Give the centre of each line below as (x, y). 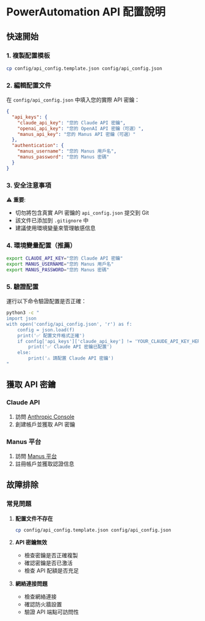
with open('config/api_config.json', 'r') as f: (69, 324)
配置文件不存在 (34, 518)
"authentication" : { (38, 146)
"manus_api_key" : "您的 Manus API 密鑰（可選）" (77, 134)
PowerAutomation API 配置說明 (86, 12)
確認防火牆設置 (43, 604)
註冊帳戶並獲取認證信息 (45, 464)
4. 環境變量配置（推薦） (41, 245)
